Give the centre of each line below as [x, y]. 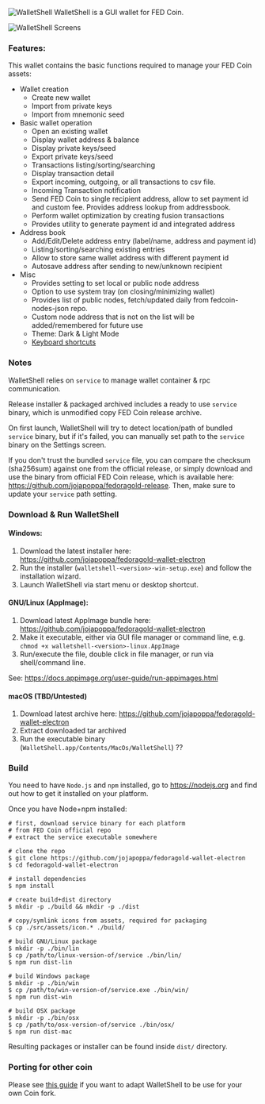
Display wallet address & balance [85, 140]
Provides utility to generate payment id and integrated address [133, 224]
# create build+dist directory [60, 900]
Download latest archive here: [68, 714]
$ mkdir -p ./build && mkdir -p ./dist [74, 907]
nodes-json [50, 309]
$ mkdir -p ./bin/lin [44, 948]
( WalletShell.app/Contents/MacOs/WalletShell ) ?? [101, 748]
